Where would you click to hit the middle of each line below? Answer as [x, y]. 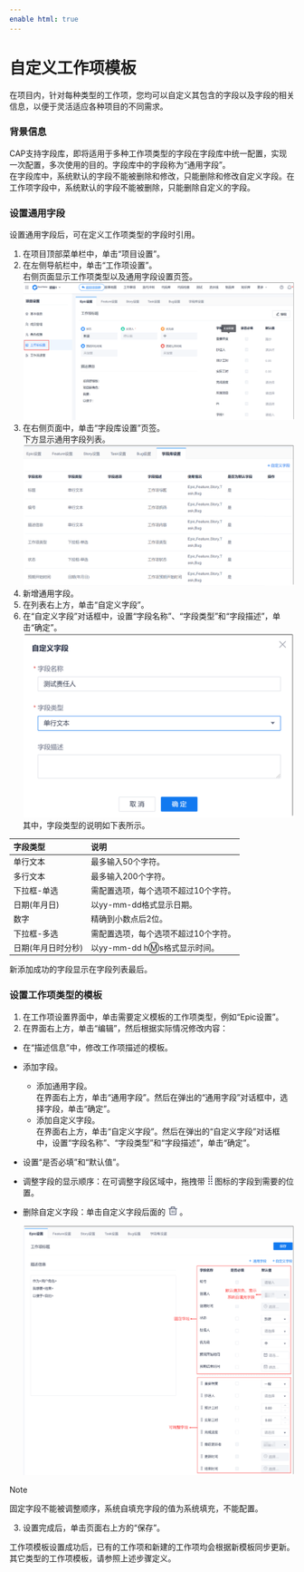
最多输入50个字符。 [128, 862]
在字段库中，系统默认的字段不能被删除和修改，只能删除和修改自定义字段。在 [152, 176]
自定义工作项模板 [73, 68]
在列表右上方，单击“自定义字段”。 [85, 605]
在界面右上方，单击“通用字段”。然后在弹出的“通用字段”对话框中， [158, 1097]
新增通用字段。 [50, 593]
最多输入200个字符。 [130, 876]
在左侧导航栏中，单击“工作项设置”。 [90, 265]
